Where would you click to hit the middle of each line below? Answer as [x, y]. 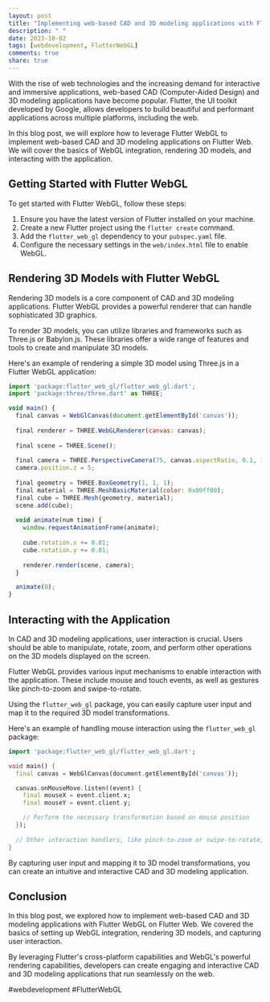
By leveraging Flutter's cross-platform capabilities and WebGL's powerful [129, 957]
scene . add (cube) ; [45, 505]
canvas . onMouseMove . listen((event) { [79, 788]
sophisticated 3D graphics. [53, 315]
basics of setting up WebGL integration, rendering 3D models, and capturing [135, 933]
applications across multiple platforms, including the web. [104, 117]
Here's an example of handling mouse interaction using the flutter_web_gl [132, 728]
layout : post [30, 16]
